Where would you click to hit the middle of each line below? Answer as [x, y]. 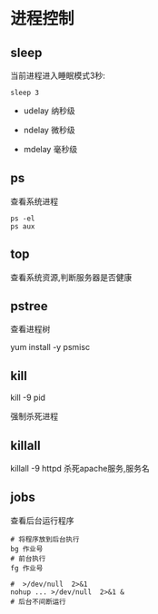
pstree [29, 306]
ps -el [23, 219]
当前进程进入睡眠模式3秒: [58, 75]
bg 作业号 [27, 549]
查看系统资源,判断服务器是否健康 [71, 277]
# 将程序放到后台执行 [45, 539]
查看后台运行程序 [42, 520]
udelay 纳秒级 [49, 111]
